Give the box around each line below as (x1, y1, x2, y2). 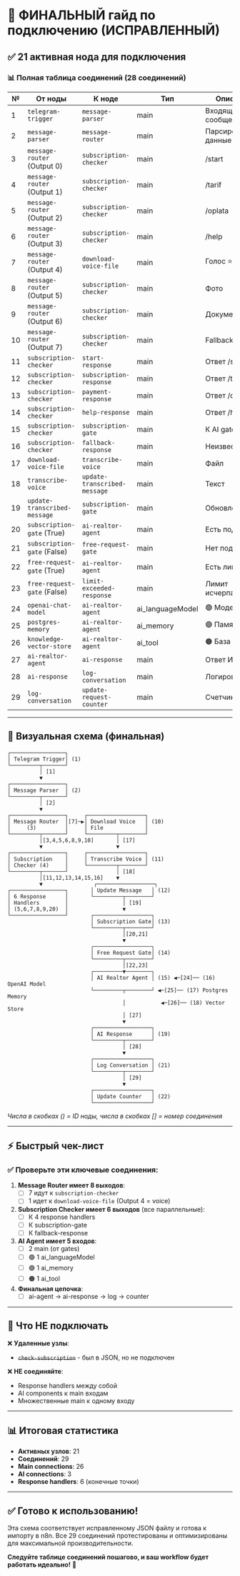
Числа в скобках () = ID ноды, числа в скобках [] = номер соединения (7, 1111, 223, 1120)
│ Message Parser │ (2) (7, 786, 81, 794)
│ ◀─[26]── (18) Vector (122, 999, 225, 1006)
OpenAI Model (7, 980, 46, 988)
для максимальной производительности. (7, 1539, 134, 1547)
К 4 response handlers (28, 1213, 96, 1221)
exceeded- (81, 584, 116, 592)
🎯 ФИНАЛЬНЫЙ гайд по (7, 7, 156, 24)
